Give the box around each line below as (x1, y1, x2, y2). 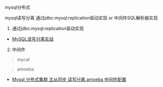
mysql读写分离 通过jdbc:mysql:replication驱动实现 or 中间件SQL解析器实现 (4, 15, 158, 21)
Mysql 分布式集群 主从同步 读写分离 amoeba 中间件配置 (11, 77, 126, 82)
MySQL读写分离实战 (11, 36, 53, 42)
